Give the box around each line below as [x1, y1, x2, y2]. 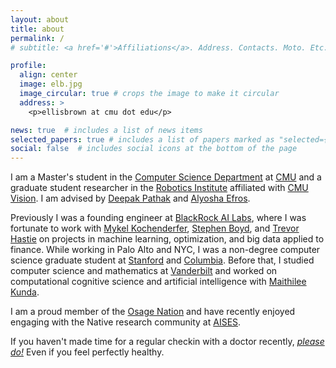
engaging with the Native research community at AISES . [10, 316, 242, 328]
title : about [10, 24, 65, 34]
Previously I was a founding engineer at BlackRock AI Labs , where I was [10, 212, 307, 224]
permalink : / [10, 33, 65, 43]
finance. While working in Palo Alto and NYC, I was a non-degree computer [10, 244, 321, 256]
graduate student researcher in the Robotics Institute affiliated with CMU [10, 182, 309, 194]
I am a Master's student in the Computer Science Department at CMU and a [10, 171, 322, 183]
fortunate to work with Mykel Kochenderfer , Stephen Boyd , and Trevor [10, 222, 300, 235]
